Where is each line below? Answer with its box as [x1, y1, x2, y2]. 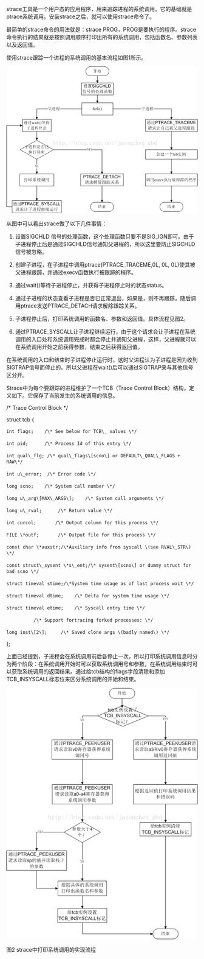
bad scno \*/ [6, 569, 39, 575]
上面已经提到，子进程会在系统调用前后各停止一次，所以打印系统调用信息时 [6, 653, 192, 660]
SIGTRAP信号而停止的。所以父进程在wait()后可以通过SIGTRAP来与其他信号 [6, 364, 194, 371]
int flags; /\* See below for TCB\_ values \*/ [6, 429, 137, 435]
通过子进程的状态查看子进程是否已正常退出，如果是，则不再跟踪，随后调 [15, 295, 196, 302]
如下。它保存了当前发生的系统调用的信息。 [11, 392, 118, 399]
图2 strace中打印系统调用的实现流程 [6, 946, 96, 953]
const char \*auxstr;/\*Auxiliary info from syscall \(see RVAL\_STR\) [6, 544, 191, 550]
